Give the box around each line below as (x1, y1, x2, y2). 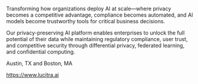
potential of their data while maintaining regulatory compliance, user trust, (6, 36, 188, 42)
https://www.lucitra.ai (6, 71, 59, 78)
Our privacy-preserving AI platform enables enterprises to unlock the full (6, 29, 185, 36)
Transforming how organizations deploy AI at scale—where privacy (6, 5, 172, 12)
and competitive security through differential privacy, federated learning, (6, 42, 185, 49)
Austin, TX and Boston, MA (6, 60, 73, 67)
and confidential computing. (6, 48, 76, 55)
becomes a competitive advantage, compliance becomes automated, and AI (6, 11, 193, 18)
